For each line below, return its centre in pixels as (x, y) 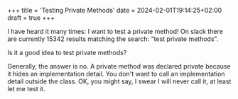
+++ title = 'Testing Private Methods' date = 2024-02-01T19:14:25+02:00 (115, 10)
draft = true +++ (31, 18)
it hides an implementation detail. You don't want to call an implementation (116, 74)
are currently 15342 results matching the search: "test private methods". (113, 39)
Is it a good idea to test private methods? (67, 53)
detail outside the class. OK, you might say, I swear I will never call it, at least (119, 81)
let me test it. (26, 89)
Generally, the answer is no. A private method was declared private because (119, 66)
